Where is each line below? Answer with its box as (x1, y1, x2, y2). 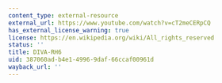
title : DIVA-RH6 (8, 48, 62, 56)
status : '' (8, 41, 44, 49)
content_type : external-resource (8, 11, 119, 20)
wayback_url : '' (8, 63, 62, 71)
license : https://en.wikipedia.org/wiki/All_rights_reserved (8, 33, 215, 42)
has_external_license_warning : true (8, 26, 129, 34)
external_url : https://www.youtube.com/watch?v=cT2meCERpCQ (8, 19, 212, 27)
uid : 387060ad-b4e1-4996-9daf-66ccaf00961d (8, 56, 155, 64)
